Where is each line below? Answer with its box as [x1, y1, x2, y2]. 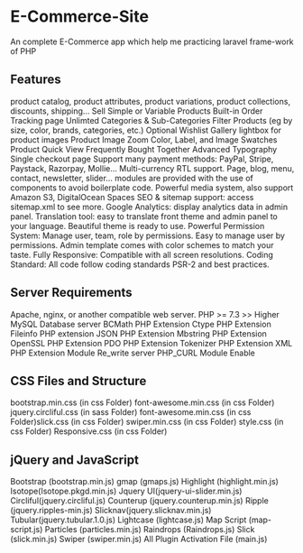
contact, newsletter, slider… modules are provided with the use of [10, 172, 253, 183]
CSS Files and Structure [10, 373, 147, 389]
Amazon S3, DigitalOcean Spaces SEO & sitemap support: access [10, 191, 254, 202]
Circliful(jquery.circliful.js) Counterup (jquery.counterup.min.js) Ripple [10, 495, 269, 506]
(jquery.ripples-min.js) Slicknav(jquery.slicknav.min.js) [10, 505, 212, 516]
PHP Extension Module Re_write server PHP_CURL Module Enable [10, 347, 256, 358]
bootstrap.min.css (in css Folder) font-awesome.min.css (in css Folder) [10, 397, 275, 408]
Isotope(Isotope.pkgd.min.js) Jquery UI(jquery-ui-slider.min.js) [10, 485, 243, 497]
